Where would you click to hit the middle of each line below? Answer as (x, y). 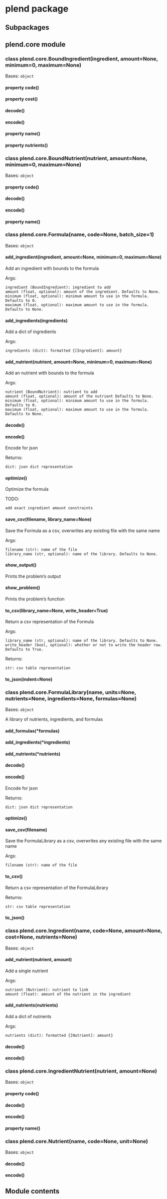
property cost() (22, 99)
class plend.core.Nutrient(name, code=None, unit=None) (77, 1141)
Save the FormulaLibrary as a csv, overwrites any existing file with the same (83, 841)
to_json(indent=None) (29, 679)
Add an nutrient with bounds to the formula (50, 373)
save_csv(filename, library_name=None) (48, 519)
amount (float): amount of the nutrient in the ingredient (68, 994)
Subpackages (27, 27)
